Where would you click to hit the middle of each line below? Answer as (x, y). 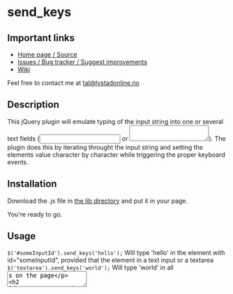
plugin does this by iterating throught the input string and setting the (105, 147)
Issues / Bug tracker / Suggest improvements (82, 62)
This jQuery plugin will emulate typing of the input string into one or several (115, 121)
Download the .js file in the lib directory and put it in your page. (98, 201)
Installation (32, 184)
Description (33, 105)
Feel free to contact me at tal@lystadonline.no (73, 83)
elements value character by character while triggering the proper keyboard (116, 155)
